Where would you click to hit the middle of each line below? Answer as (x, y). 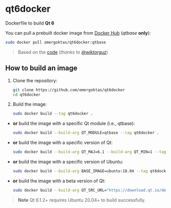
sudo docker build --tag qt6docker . (53, 114)
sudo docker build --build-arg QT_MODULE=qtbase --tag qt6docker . (86, 133)
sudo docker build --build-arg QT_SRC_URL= (60, 190)
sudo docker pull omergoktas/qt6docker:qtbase (56, 42)
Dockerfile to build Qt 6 (30, 23)
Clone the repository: (35, 80)
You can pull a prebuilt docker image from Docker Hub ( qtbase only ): (78, 33)
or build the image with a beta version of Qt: (59, 181)
